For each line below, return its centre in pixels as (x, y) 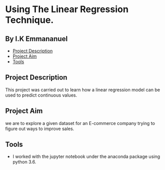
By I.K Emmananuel (37, 39)
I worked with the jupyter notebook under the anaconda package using (86, 157)
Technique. (30, 20)
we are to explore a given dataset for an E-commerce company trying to (80, 123)
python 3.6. (24, 162)
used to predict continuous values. (41, 95)
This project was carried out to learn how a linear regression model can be (83, 90)
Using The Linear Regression (67, 9)
